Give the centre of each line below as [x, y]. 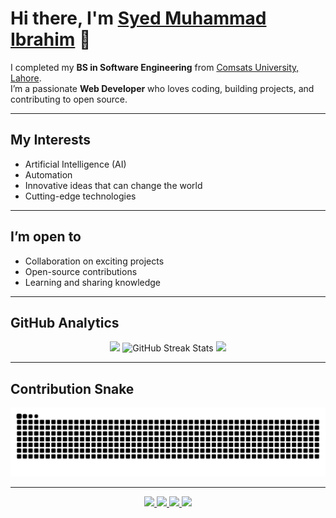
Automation [48, 174]
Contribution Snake [72, 388]
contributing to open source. [69, 99]
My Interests [50, 140]
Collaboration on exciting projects [94, 261]
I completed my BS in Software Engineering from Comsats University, [155, 67]
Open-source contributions [81, 271]
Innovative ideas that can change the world [113, 185]
